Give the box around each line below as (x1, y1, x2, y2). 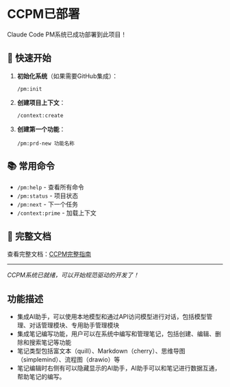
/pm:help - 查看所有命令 (16, 183, 84, 191)
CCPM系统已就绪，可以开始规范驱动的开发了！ (7, 271, 140, 279)
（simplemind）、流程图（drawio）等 (16, 355, 120, 364)
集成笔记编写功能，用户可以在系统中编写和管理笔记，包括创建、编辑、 (16, 330, 216, 338)
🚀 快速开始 (7, 52, 51, 64)
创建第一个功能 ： (16, 125, 66, 133)
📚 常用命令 (7, 161, 55, 172)
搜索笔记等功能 (29, 338, 72, 347)
